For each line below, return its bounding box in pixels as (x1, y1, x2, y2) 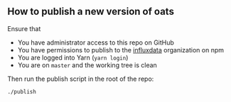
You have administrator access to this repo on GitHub (17, 38, 174, 47)
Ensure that (7, 24, 41, 33)
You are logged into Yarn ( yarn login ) (17, 53, 129, 62)
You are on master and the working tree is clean (17, 60, 158, 69)
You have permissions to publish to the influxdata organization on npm (17, 45, 224, 54)
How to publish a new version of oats (7, 6, 174, 18)
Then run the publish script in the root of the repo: (7, 74, 154, 83)
